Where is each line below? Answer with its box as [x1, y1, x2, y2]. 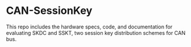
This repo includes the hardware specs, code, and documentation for [6, 23, 173, 30]
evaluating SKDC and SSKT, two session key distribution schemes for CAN [6, 29, 186, 36]
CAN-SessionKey [6, 4, 92, 17]
